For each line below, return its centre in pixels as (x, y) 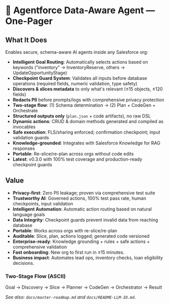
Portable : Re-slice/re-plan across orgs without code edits (73, 154)
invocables (24, 127)
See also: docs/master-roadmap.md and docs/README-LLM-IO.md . (71, 297)
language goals (29, 214)
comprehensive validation (40, 247)
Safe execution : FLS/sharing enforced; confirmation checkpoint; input (86, 132)
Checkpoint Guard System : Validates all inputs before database (80, 78)
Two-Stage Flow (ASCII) (36, 276)
